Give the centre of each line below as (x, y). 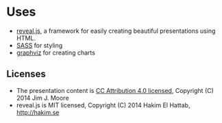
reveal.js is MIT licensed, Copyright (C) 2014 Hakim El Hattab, (103, 105)
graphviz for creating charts (56, 53)
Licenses (26, 74)
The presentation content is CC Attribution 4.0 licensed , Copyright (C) (115, 90)
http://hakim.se (38, 112)
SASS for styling (39, 45)
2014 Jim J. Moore (42, 98)
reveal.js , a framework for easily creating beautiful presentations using (116, 31)
